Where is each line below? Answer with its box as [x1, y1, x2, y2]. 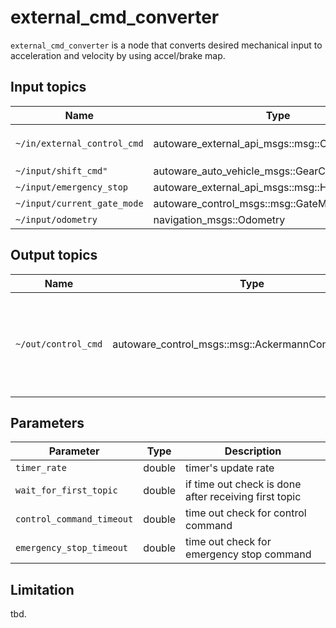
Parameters [10, 414, 85, 431]
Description [224, 444, 282, 458]
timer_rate [15, 462, 67, 474]
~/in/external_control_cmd [15, 137, 144, 149]
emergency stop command [185, 547, 312, 561]
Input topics [10, 79, 87, 96]
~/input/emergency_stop [15, 181, 129, 193]
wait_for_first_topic [15, 485, 118, 496]
